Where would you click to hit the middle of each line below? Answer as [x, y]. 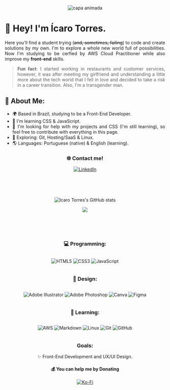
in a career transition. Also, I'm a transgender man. [70, 85]
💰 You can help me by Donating [85, 369]
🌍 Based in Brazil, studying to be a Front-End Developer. [72, 114]
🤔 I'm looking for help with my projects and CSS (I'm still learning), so [89, 126]
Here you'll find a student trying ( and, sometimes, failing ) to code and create [85, 42]
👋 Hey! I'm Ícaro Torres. [55, 29]
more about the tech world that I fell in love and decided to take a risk [91, 80]
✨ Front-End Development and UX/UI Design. [85, 357]
